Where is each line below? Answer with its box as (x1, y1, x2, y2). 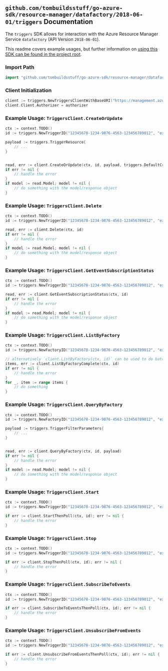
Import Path (5, 63, 34, 70)
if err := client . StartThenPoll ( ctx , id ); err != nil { (5, 513, 124, 518)
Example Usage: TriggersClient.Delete (5, 202, 102, 209)
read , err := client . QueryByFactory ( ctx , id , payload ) (5, 448, 122, 453)
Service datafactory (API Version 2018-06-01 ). (5, 36, 100, 42)
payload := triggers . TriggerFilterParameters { (5, 426, 104, 431)
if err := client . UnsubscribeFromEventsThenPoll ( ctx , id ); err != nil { (5, 652, 160, 657)
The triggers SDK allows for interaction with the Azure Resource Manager (5, 30, 158, 37)
